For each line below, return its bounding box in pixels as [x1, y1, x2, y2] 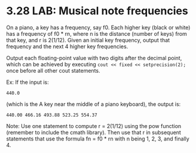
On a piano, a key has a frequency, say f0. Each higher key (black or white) [6, 24, 191, 31]
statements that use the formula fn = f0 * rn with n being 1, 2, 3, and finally [6, 135, 189, 142]
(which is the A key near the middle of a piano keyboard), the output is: [6, 100, 181, 108]
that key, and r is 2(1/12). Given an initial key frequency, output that [6, 36, 170, 43]
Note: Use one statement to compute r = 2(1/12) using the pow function [6, 122, 182, 129]
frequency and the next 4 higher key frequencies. [6, 43, 128, 50]
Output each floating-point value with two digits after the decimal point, [6, 54, 182, 61]
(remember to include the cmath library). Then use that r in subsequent [6, 129, 181, 136]
